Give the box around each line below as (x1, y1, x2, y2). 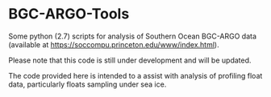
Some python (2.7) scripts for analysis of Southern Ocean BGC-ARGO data (8, 31, 256, 41)
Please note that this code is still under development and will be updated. (8, 55, 252, 65)
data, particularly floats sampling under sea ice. (8, 79, 167, 89)
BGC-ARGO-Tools (8, 5, 130, 23)
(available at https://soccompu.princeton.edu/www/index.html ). (8, 39, 219, 49)
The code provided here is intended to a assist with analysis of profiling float (8, 71, 263, 80)
